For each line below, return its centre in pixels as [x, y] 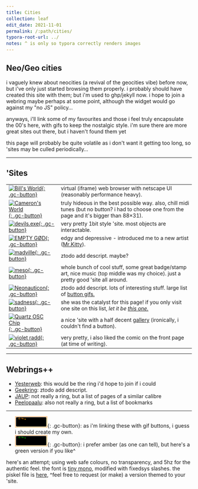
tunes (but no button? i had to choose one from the [123, 209]
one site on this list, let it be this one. [105, 309]
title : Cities [24, 12]
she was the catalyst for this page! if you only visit [121, 302]
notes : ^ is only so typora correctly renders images [74, 44]
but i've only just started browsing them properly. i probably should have [94, 88]
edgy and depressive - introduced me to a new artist [125, 238]
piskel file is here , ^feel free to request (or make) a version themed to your [96, 474]
